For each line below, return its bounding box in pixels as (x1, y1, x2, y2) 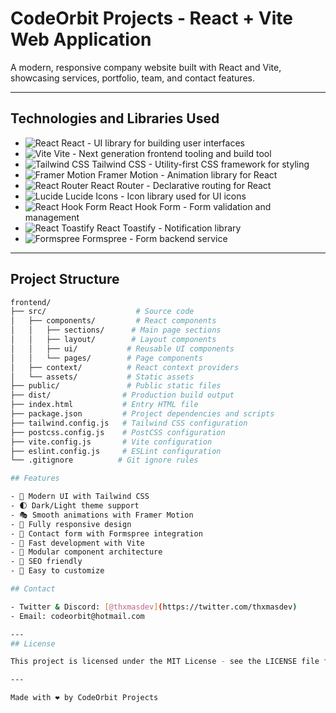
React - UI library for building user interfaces (61, 137, 245, 149)
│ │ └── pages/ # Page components (10, 353, 203, 363)
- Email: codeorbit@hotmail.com (10, 611, 145, 621)
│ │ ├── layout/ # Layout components (10, 335, 217, 345)
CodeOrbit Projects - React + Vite (10, 7, 294, 30)
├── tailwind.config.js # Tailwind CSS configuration (10, 418, 248, 428)
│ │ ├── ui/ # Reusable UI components (10, 343, 235, 354)
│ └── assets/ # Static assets (10, 372, 195, 382)
